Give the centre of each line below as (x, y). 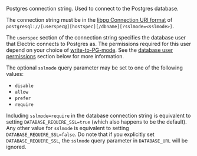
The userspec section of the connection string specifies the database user (96, 37)
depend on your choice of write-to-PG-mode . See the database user (90, 50)
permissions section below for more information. (65, 56)
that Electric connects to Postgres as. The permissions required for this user (99, 44)
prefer (23, 98)
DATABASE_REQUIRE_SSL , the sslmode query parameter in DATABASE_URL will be (97, 140)
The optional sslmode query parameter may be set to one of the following (94, 68)
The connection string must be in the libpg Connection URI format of (89, 20)
